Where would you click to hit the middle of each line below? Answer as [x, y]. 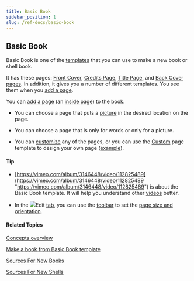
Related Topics [25, 225]
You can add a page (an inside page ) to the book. [65, 102]
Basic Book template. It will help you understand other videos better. [97, 193]
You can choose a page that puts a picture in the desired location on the [101, 113]
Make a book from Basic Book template [53, 249]
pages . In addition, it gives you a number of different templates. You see [93, 84]
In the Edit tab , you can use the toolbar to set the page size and [94, 205]
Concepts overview [30, 238]
